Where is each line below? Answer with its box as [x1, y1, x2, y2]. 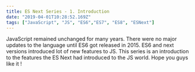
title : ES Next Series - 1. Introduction [6, 8, 110, 15]
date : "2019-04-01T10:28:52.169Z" [6, 14, 92, 20]
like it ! [6, 60, 22, 67]
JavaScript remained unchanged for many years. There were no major [6, 36, 177, 43]
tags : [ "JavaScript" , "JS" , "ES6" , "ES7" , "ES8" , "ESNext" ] [6, 19, 155, 25]
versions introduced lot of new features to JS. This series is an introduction [6, 48, 189, 55]
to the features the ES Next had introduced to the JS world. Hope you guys [6, 54, 188, 61]
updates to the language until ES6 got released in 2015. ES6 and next [6, 42, 174, 49]
